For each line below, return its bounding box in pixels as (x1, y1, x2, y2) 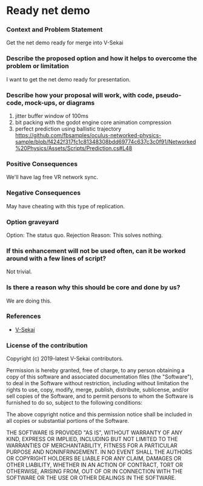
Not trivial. (6, 268, 32, 275)
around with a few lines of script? (6, 254, 107, 262)
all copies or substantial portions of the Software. (6, 417, 129, 425)
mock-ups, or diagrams (24, 98, 95, 107)
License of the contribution (6, 341, 88, 349)
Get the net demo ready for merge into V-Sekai (6, 39, 124, 46)
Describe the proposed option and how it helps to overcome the (6, 54, 198, 63)
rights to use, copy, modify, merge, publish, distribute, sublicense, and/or (6, 386, 189, 394)
